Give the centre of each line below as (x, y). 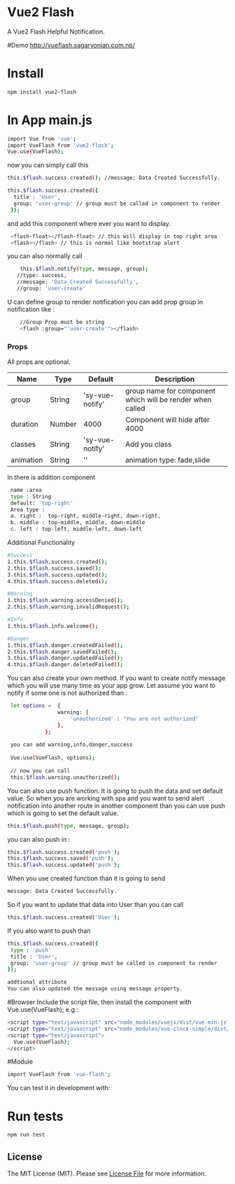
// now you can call (40, 770)
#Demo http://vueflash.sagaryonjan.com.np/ (71, 45)
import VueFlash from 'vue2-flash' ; (60, 145)
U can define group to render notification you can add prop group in (105, 302)
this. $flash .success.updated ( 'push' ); (64, 865)
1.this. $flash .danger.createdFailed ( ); (65, 645)
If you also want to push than (49, 931)
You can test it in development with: (59, 1088)
